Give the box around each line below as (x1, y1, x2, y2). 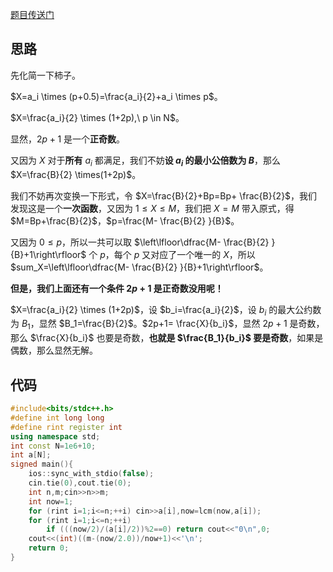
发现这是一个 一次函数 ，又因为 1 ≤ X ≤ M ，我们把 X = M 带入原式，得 (10, 202, 295, 214)
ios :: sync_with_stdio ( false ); (28, 469, 155, 479)
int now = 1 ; (28, 496, 74, 507)
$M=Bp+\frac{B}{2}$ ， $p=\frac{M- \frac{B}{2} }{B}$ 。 (10, 214, 240, 227)
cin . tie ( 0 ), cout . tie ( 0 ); (28, 478, 132, 488)
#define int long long (10, 413, 105, 423)
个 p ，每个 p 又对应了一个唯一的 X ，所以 (88, 248, 256, 260)
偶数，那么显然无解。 (10, 344, 98, 357)
